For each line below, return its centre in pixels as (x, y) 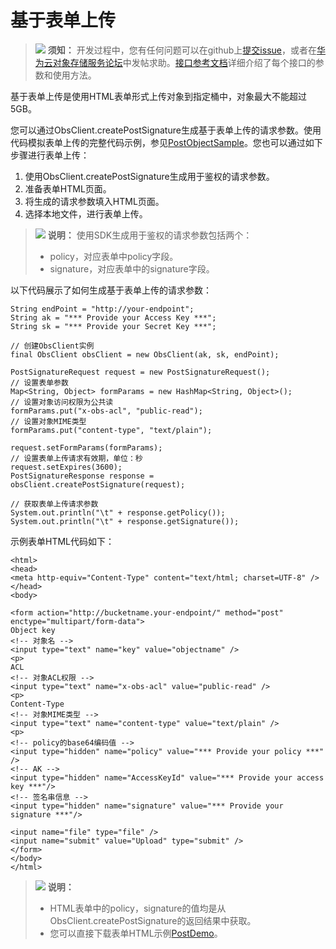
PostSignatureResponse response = (82, 476)
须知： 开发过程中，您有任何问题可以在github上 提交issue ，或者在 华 (186, 50)
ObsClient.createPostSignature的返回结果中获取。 (153, 920)
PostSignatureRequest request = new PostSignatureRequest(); (140, 372)
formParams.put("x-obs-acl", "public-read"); (106, 411)
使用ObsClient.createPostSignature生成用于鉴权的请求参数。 (149, 176)
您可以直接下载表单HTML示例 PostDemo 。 (136, 933)
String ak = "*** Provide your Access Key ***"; (113, 317)
